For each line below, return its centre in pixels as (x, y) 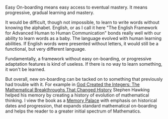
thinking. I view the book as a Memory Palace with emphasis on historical (81, 100)
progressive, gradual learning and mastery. (50, 13)
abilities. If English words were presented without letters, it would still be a (82, 44)
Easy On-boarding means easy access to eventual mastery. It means (76, 7)
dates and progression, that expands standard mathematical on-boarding (81, 106)
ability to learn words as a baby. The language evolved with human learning (83, 38)
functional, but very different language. (46, 49)
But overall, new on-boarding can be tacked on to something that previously (84, 79)
